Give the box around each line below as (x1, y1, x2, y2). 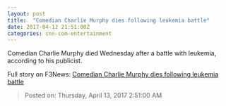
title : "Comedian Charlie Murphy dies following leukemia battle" (7, 17, 210, 24)
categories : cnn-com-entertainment (7, 29, 112, 37)
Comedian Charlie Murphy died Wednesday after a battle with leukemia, (7, 49, 217, 58)
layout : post (7, 10, 46, 18)
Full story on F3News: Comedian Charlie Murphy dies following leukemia (7, 70, 219, 79)
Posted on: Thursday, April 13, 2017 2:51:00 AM (24, 91, 162, 100)
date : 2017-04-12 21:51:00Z (7, 23, 90, 30)
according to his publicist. (7, 57, 83, 65)
